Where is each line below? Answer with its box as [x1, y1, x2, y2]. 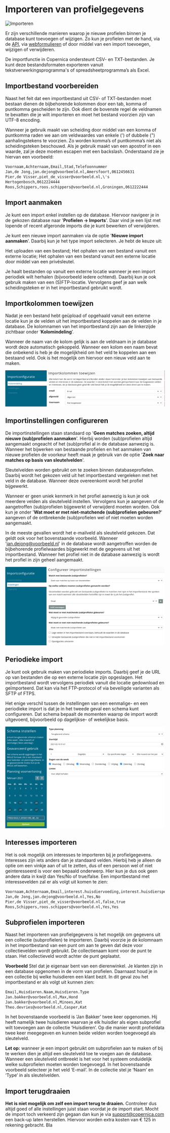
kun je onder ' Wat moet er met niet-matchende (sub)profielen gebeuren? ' [5, 509, 163, 515]
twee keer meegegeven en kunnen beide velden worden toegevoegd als [5, 1030, 156, 1036]
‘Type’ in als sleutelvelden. [5, 1072, 61, 1078]
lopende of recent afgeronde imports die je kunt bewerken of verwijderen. [5, 223, 160, 229]
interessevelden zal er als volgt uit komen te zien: [5, 878, 108, 885]
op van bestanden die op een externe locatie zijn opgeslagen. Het [5, 674, 143, 680]
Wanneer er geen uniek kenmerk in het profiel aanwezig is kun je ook [5, 493, 149, 499]
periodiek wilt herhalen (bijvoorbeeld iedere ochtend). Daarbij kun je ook [5, 273, 156, 280]
